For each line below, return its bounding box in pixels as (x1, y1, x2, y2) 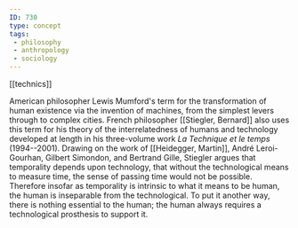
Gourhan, (9, 153, 44, 162)
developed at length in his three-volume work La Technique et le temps (9, 134, 270, 144)
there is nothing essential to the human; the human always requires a (9, 200, 262, 209)
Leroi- (255, 143, 278, 153)
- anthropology (12, 46, 69, 55)
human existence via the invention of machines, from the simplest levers (9, 106, 274, 115)
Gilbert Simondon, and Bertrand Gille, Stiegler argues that (44, 153, 256, 162)
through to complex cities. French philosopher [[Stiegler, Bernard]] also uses (9, 114, 290, 125)
